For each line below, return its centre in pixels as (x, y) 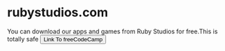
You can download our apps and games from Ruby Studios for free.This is (112, 31)
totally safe (23, 39)
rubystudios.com (58, 13)
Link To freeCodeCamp (73, 39)
